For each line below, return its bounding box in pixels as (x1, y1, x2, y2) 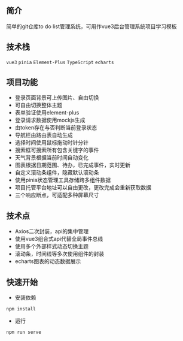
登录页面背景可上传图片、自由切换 (14, 94, 99, 101)
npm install (6, 306, 36, 312)
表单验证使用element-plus (14, 109, 80, 116)
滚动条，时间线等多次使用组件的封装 (14, 251, 105, 258)
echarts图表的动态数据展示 (14, 258, 81, 265)
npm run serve (6, 329, 42, 336)
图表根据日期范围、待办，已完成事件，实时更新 (14, 161, 130, 169)
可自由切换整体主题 (14, 101, 63, 109)
